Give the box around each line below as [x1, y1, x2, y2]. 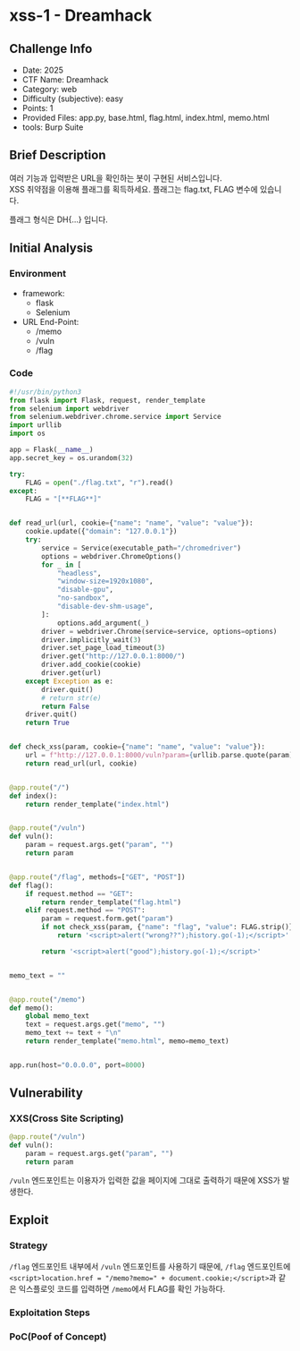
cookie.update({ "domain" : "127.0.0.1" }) [25, 527, 178, 536]
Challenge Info [9, 41, 93, 56]
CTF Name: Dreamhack [21, 74, 109, 85]
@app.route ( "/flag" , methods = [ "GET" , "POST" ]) [9, 872, 186, 882]
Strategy [9, 1239, 48, 1252]
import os [9, 429, 46, 439]
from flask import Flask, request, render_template [9, 396, 205, 405]
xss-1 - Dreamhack [9, 5, 153, 26]
